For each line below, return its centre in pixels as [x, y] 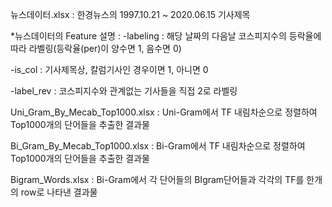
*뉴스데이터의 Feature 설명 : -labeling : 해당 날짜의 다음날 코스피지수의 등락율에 [166, 36]
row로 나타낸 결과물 [59, 192]
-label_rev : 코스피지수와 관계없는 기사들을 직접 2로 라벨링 [124, 91]
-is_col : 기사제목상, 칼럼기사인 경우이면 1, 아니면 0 [109, 69]
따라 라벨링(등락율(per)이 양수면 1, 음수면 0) [96, 48]
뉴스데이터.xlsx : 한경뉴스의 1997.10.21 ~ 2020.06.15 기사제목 [130, 14]
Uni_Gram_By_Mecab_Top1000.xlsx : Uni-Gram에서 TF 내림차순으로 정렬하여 [164, 112]
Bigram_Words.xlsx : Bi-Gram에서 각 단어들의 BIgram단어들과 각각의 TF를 [157, 179]
